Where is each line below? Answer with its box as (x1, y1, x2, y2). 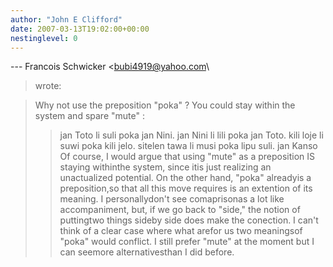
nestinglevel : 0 (10, 33, 78, 43)
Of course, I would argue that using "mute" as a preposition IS (59, 151, 316, 163)
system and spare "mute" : (34, 110, 145, 122)
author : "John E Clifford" (10, 14, 123, 25)
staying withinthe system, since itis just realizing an (59, 161, 272, 173)
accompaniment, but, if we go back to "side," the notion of (59, 204, 301, 216)
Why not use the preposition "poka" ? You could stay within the (34, 99, 296, 111)
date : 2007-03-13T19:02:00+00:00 (10, 24, 150, 34)
